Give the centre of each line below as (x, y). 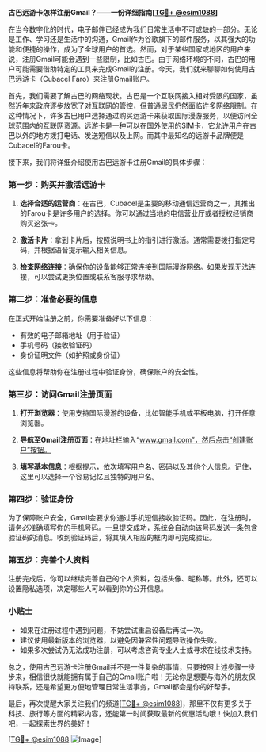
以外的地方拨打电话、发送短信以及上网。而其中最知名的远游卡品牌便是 (129, 135)
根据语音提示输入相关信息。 (86, 250)
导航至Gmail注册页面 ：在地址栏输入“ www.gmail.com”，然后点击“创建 (133, 439)
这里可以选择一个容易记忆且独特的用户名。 (89, 476)
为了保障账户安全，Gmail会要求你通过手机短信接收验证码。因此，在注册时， (132, 518)
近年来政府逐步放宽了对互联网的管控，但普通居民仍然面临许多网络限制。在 (136, 106)
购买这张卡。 (40, 223)
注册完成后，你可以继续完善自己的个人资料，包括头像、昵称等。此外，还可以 (133, 579)
